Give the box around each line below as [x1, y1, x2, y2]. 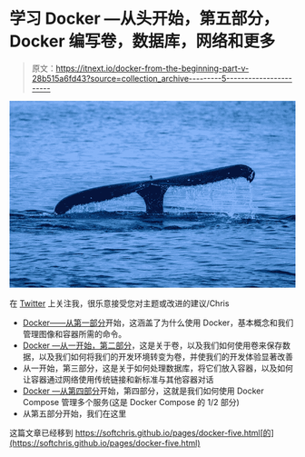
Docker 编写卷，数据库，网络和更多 [9, 31, 276, 52]
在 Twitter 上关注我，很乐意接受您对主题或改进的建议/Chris [9, 297, 230, 309]
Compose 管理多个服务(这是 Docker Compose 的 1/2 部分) [22, 396, 241, 407]
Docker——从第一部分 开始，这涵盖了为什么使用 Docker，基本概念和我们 [22, 317, 294, 328]
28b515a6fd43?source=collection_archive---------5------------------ [31, 73, 292, 84]
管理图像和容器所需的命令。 [22, 328, 127, 339]
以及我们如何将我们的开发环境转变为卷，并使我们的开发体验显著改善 [38, 351, 293, 362]
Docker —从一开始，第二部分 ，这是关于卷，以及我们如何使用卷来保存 [22, 340, 283, 351]
